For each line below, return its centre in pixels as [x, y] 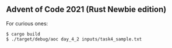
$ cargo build [23, 34]
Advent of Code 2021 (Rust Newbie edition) [86, 10]
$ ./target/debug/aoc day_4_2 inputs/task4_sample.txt [74, 39]
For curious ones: [27, 23]
